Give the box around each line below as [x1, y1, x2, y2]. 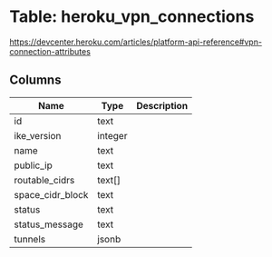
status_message [14, 218, 84, 231]
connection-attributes [9, 45, 91, 56]
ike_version [14, 129, 62, 142]
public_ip [14, 159, 53, 172]
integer [97, 129, 128, 142]
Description [135, 99, 189, 112]
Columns [9, 73, 62, 88]
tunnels [14, 232, 46, 245]
